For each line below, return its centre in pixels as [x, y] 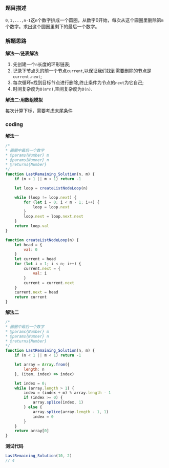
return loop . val [32, 226]
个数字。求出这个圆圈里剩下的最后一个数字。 [52, 27]
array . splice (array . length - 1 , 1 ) [71, 412]
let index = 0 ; [31, 383]
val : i [40, 273]
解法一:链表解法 [22, 53]
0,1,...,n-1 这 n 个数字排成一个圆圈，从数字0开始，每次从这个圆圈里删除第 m [84, 20]
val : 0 [31, 249]
